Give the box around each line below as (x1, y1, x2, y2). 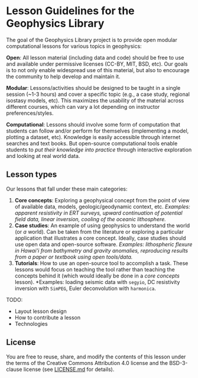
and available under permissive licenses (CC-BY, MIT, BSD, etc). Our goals (6, 60, 188, 67)
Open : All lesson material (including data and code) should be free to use (6, 54, 184, 61)
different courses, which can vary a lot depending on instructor (6, 103, 160, 110)
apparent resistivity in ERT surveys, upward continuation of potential (14, 209, 183, 217)
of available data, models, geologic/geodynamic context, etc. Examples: (14, 203, 190, 210)
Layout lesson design (14, 308, 67, 315)
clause (6, 366, 22, 373)
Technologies (14, 320, 48, 327)
